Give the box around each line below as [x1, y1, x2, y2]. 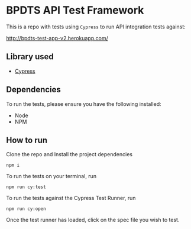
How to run [6, 135, 48, 145]
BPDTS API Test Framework [6, 4, 144, 17]
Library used [6, 51, 54, 62]
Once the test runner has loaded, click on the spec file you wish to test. [6, 217, 180, 224]
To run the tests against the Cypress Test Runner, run [6, 195, 136, 202]
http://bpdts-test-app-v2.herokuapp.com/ [6, 34, 108, 41]
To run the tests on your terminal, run [6, 173, 96, 180]
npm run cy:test [6, 184, 46, 190]
